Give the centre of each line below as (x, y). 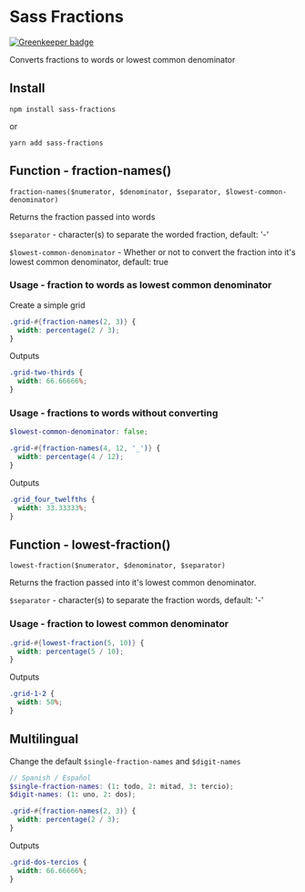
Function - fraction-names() (91, 171)
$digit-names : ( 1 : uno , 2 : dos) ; (73, 795)
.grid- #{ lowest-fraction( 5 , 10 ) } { (77, 643)
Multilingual (44, 739)
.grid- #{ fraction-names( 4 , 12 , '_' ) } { (85, 448)
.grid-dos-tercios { (49, 862)
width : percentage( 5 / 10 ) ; (71, 651)
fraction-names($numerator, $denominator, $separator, (116, 192)
